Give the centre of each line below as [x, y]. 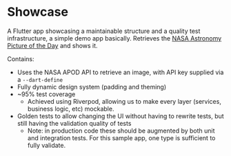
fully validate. [47, 145]
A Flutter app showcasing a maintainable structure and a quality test [104, 31]
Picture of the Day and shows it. [52, 45]
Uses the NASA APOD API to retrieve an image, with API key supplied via [120, 72]
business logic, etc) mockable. [71, 109]
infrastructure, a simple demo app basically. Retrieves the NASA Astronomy [114, 38]
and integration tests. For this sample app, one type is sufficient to [121, 137]
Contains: [21, 58]
